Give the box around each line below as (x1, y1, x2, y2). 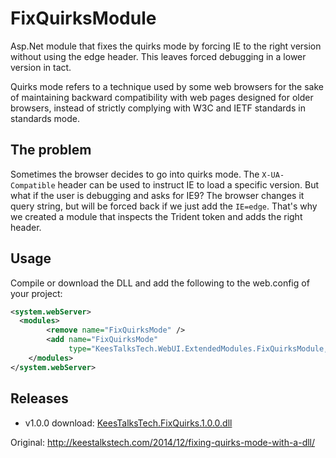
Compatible (10, 180, 56, 191)
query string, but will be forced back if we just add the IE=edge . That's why (10, 200, 318, 212)
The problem (10, 142, 92, 159)
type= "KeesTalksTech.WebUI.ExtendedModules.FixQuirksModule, (68, 344, 329, 354)
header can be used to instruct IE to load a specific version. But (57, 178, 320, 191)
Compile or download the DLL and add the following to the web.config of (10, 277, 310, 289)
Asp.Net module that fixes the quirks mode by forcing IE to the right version (10, 40, 322, 52)
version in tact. (10, 61, 72, 73)
